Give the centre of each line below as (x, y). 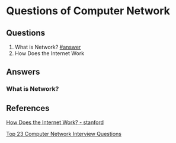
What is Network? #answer (48, 47)
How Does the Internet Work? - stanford (55, 122)
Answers (23, 72)
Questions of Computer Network (88, 11)
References (28, 108)
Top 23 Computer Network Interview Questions (64, 134)
